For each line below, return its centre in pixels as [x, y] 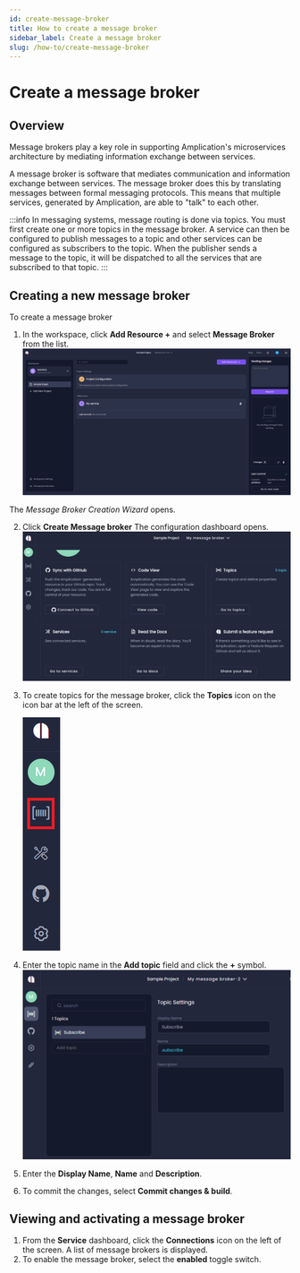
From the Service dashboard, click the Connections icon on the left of [152, 1241]
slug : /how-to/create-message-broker [79, 47]
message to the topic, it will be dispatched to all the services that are [136, 258]
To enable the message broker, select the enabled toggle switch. [142, 1260]
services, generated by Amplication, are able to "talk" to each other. [134, 202]
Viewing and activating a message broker [127, 1219]
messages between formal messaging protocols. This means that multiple [145, 193]
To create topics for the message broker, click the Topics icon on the [149, 696]
